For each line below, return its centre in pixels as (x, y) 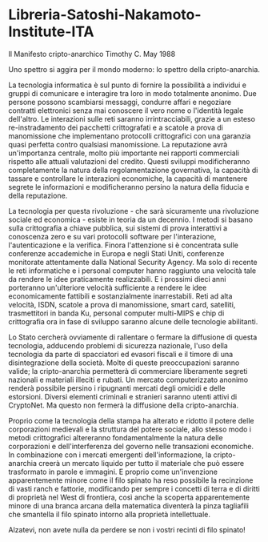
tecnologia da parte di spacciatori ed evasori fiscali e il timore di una (121, 354)
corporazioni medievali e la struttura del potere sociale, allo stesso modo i (130, 429)
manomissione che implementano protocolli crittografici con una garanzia (130, 136)
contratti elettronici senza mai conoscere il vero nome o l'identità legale (126, 110)
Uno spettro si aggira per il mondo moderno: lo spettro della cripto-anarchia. (134, 69)
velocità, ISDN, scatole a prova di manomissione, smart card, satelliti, (122, 304)
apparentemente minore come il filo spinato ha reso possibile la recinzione (131, 480)
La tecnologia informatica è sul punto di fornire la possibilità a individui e (127, 85)
